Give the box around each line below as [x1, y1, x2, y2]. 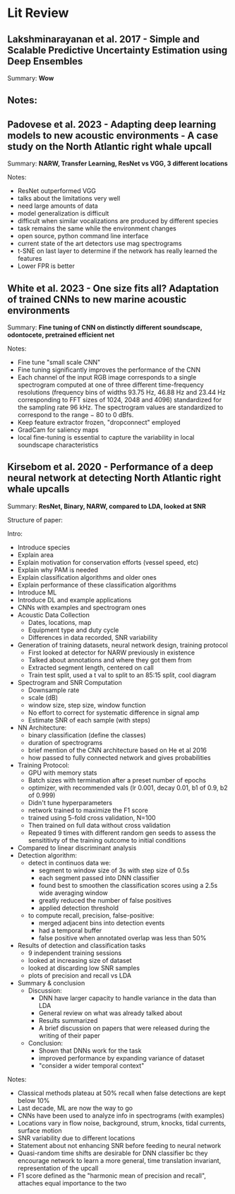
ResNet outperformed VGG [17, 187, 97, 195]
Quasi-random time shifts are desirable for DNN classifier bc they [17, 1149, 208, 1157]
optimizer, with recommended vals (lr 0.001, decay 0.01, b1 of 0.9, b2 [28, 783, 228, 792]
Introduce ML [17, 588, 57, 597]
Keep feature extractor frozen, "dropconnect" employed [17, 419, 181, 427]
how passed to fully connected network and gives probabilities [28, 753, 212, 761]
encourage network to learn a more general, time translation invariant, [17, 1156, 222, 1164]
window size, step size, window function [28, 701, 146, 709]
